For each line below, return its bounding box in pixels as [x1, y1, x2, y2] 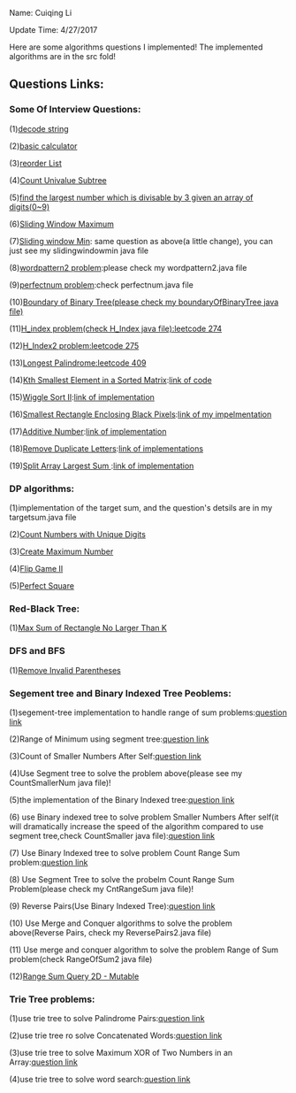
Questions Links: [9, 77, 104, 92]
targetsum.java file [9, 512, 77, 522]
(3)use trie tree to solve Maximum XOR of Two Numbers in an [9, 1048, 233, 1058]
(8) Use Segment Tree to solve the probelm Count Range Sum [9, 874, 235, 884]
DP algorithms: [9, 482, 75, 495]
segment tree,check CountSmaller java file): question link [9, 830, 215, 841]
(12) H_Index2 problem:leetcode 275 [9, 340, 140, 350]
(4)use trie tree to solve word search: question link [9, 1074, 191, 1085]
